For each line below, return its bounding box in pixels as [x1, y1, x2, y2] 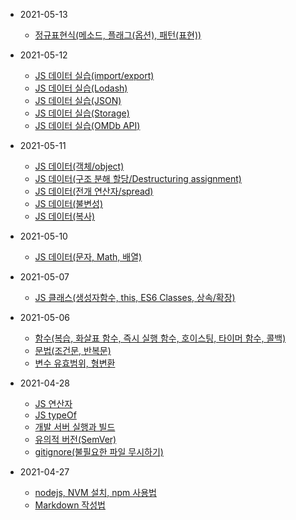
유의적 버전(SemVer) [34, 434, 117, 445]
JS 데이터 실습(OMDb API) [34, 120, 141, 131]
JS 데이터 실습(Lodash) [34, 82, 128, 94]
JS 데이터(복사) [34, 210, 96, 222]
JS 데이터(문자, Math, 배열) [34, 251, 143, 263]
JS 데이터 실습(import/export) [34, 70, 155, 81]
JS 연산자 [34, 398, 73, 409]
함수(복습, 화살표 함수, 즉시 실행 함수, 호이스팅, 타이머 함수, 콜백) [34, 332, 287, 344]
